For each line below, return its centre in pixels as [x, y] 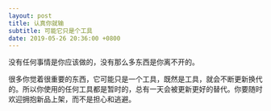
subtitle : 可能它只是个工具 [50, 31]
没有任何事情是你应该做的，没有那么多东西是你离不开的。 [104, 62]
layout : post [30, 16]
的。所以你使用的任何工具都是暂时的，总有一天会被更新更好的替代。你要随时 [135, 89]
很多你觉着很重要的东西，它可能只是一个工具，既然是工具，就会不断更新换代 [135, 79]
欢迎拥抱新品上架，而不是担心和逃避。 [72, 99]
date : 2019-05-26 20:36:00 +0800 [65, 38]
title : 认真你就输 [36, 23]
